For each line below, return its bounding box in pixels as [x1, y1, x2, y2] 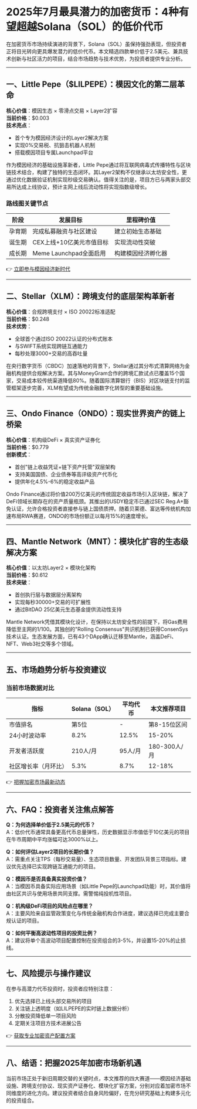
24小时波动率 [9, 732, 46, 740]
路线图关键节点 [6, 199, 49, 207]
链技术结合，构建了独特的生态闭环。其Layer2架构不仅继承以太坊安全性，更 [6, 168, 188, 176]
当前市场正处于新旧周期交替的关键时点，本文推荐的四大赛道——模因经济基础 [6, 1074, 191, 1081]
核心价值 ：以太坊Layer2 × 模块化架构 [6, 564, 96, 571]
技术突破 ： [6, 579, 32, 586]
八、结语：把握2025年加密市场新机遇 [6, 1058, 142, 1068]
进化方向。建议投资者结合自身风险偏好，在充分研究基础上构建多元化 [26, 1089, 191, 1096]
